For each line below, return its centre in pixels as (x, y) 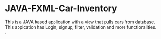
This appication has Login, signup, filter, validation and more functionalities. (81, 27)
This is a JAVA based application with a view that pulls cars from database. (80, 22)
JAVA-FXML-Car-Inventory (61, 9)
